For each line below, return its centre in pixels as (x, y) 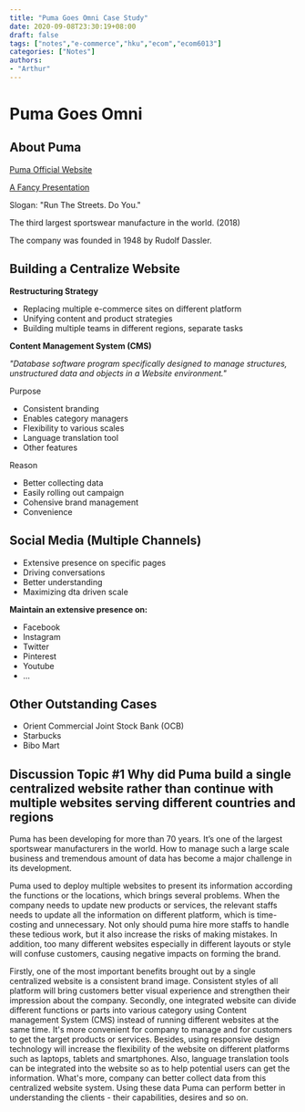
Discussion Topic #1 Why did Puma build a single (150, 774)
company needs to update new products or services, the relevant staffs (143, 906)
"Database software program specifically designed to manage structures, (148, 363)
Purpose (25, 391)
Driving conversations (64, 572)
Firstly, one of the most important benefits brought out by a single (133, 971)
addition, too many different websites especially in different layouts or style (150, 944)
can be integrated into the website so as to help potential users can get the (150, 1068)
